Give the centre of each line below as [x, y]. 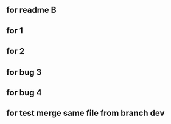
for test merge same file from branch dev [85, 113]
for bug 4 [24, 93]
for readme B [31, 10]
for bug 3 [24, 72]
